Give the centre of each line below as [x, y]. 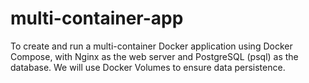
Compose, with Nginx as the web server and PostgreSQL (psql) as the [154, 56]
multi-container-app [97, 18]
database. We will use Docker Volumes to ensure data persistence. [148, 67]
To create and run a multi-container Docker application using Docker [151, 46]
